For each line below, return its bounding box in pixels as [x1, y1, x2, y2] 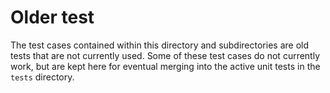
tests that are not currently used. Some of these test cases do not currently [10, 49, 321, 61]
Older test [10, 6, 95, 29]
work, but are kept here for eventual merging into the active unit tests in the [10, 60, 321, 72]
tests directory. [10, 71, 75, 83]
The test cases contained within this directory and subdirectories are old [10, 39, 310, 51]
